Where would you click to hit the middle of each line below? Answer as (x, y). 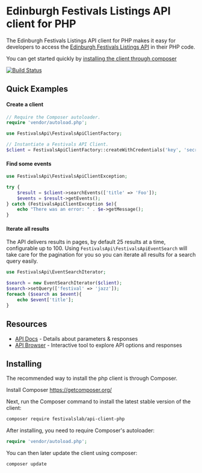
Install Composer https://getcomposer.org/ (59, 390)
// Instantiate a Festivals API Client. (58, 145)
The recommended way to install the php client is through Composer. (92, 378)
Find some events (29, 163)
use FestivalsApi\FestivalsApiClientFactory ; (64, 133)
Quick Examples (37, 89)
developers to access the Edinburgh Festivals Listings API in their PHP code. (101, 47)
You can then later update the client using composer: (72, 453)
